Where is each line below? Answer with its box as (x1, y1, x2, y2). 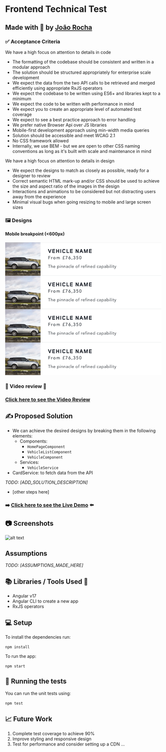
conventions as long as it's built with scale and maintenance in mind (12, 148, 152, 154)
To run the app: (5, 653, 37, 659)
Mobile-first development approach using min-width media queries (12, 127, 150, 133)
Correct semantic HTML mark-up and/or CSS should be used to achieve (12, 178, 160, 184)
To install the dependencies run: (5, 634, 71, 640)
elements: (12, 433, 33, 439)
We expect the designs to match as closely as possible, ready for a (12, 167, 150, 173)
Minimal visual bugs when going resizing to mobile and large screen (12, 199, 151, 205)
